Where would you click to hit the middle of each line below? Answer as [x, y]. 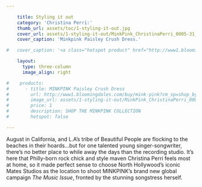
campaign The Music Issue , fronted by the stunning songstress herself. [94, 177]
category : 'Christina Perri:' [55, 23]
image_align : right [46, 72]
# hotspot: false [37, 117]
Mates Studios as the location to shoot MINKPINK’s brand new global [92, 171]
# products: [25, 83]
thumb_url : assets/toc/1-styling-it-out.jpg [74, 28]
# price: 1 [29, 106]
